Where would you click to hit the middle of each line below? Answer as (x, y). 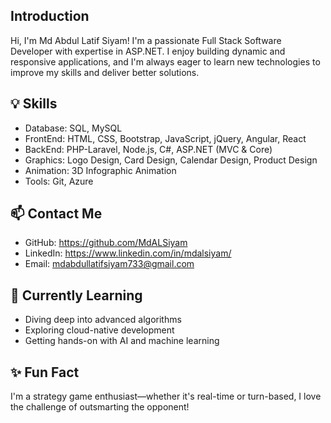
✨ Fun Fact (45, 372)
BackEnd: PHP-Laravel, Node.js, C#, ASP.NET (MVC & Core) (148, 149)
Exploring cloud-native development (99, 330)
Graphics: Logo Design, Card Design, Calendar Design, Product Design (171, 160)
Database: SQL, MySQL (73, 128)
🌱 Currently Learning (76, 295)
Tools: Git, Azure (59, 181)
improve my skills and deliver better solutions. (105, 72)
